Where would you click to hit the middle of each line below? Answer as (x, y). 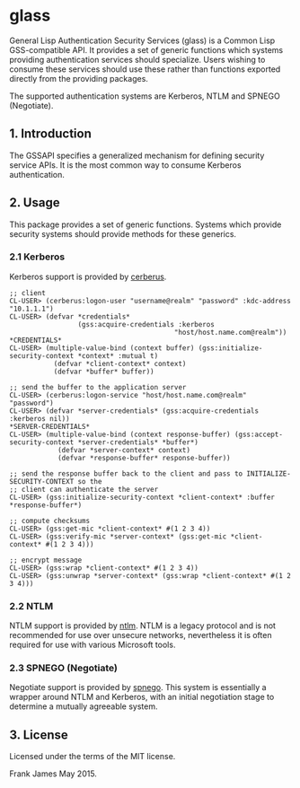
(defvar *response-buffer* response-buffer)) (144, 458)
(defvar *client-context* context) (120, 363)
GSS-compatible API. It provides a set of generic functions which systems (146, 49)
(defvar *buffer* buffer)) (104, 372)
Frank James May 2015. (53, 774)
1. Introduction (50, 134)
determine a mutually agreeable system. (84, 706)
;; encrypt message (46, 560)
